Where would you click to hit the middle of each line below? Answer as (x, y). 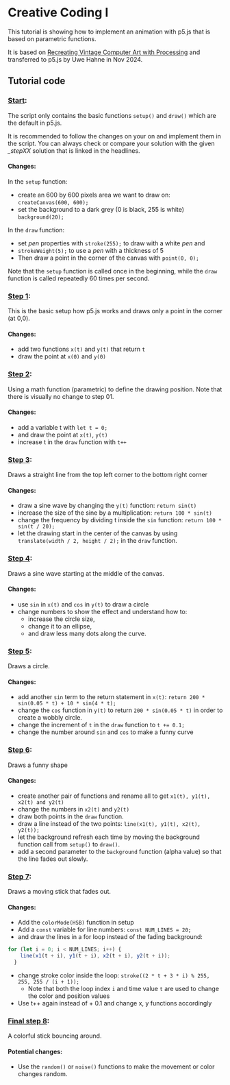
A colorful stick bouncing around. (55, 1036)
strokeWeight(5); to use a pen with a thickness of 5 (90, 250)
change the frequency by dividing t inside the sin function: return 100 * (119, 520)
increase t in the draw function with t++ (72, 442)
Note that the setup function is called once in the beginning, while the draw (113, 271)
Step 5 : (20, 651)
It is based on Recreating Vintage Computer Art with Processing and (104, 52)
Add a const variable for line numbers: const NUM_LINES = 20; (104, 929)
